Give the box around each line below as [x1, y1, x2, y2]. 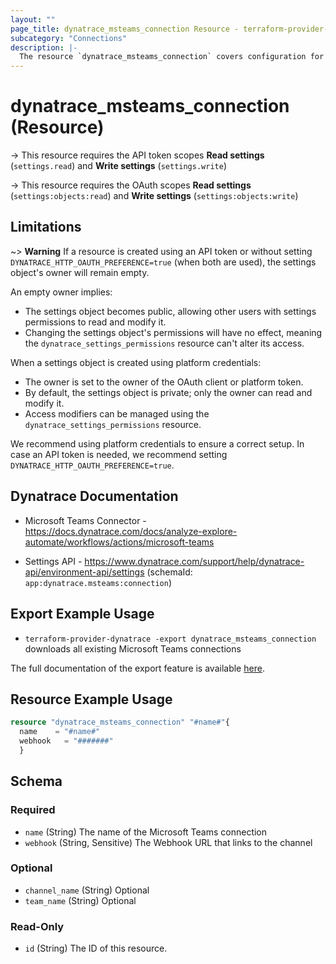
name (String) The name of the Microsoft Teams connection [24, 826, 268, 838]
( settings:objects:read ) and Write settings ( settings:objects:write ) [10, 190, 299, 202]
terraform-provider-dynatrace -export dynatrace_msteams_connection [24, 634, 317, 644]
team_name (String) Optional [24, 894, 137, 906]
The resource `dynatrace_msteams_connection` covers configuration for [19, 52, 325, 62]
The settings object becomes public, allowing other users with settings [24, 305, 317, 317]
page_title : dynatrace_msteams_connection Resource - [10, 24, 240, 34]
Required [10, 803, 56, 817]
